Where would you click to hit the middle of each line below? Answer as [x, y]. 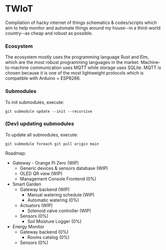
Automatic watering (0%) [53, 200]
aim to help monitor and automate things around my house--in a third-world [83, 27]
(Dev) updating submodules [40, 124]
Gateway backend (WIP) [45, 189]
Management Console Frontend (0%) [58, 178]
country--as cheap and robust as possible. [49, 33]
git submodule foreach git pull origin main [52, 144]
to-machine [17, 67]
